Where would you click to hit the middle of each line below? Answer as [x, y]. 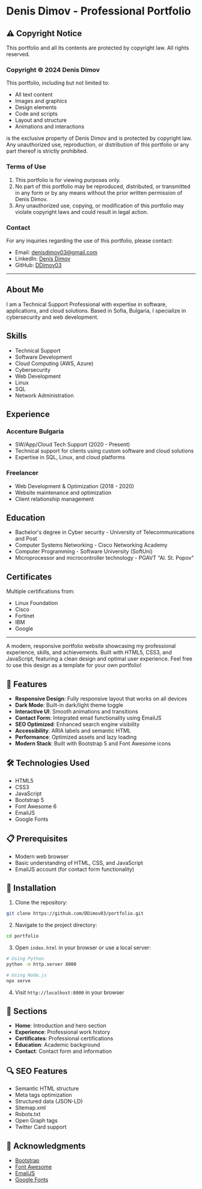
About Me [25, 290]
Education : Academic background [57, 1045]
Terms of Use [26, 167]
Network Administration [44, 395]
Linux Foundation [36, 603]
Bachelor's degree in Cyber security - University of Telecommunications [105, 532]
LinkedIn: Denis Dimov [43, 259]
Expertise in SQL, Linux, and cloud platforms [70, 457]
